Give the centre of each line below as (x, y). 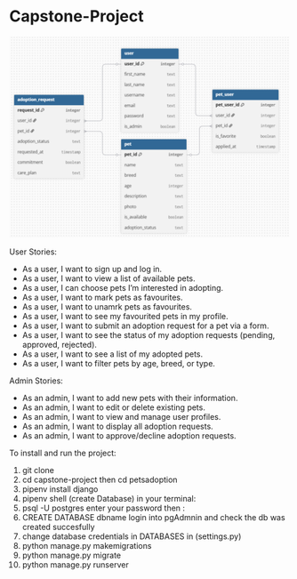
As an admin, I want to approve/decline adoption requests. (129, 436)
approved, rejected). (60, 345)
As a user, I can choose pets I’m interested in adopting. (123, 288)
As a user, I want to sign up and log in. (92, 269)
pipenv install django (60, 489)
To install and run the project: (63, 453)
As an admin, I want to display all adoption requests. (117, 426)
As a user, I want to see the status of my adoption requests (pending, (148, 335)
